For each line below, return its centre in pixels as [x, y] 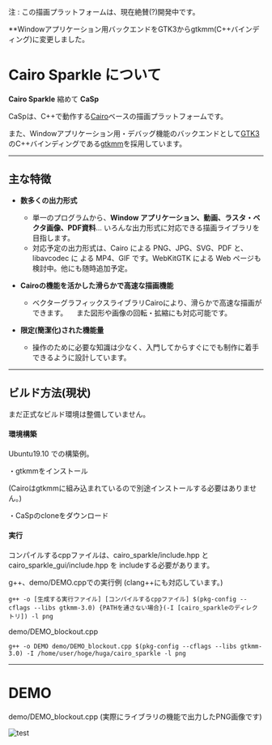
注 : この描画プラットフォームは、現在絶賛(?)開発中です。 [104, 12]
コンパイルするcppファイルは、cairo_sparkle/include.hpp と [108, 554]
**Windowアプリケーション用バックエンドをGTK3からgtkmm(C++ [120, 29]
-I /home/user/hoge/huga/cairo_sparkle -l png [106, 653]
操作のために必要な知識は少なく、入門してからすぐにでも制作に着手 [145, 347]
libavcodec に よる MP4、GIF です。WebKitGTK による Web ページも [147, 258]
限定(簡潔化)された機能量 [62, 330]
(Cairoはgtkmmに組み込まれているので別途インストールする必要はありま [129, 488]
